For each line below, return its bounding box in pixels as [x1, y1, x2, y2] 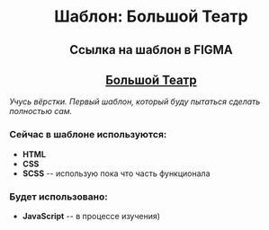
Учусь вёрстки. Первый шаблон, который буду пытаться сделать [9, 96, 261, 107]
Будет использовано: [9, 190, 108, 203]
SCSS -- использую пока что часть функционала [22, 168, 211, 179]
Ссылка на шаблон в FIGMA [68, 42, 234, 57]
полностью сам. [9, 106, 73, 117]
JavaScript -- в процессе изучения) [22, 210, 160, 221]
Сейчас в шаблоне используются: [9, 128, 167, 141]
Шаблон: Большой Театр [53, 6, 249, 27]
